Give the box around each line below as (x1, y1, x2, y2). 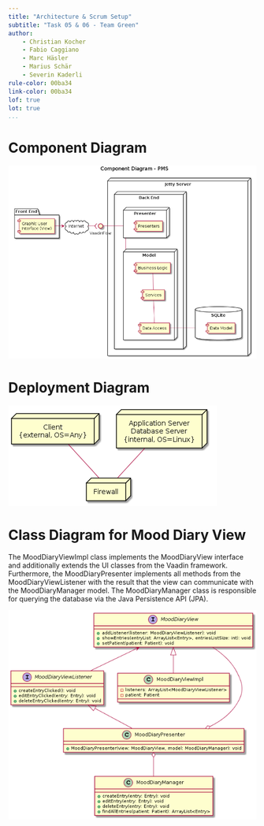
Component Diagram (8, 139, 147, 157)
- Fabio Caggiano (22, 46, 80, 54)
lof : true (8, 95, 41, 104)
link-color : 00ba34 (8, 87, 73, 95)
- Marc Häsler (22, 54, 69, 62)
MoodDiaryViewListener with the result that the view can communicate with (8, 577, 254, 586)
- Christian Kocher (22, 38, 87, 46)
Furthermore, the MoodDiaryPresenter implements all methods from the (8, 568, 241, 579)
